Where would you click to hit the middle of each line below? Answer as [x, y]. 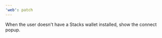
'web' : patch [19, 10]
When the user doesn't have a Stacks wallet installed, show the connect [81, 24]
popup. [13, 30]
